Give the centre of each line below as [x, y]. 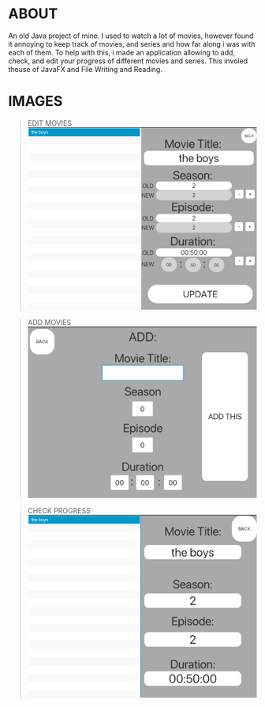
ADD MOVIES [49, 323]
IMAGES [35, 102]
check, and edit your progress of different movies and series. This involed [128, 61]
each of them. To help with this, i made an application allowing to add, [121, 52]
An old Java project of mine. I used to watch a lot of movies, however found [131, 36]
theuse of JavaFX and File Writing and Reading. [86, 69]
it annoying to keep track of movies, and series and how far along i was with [132, 43]
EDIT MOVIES [50, 123]
